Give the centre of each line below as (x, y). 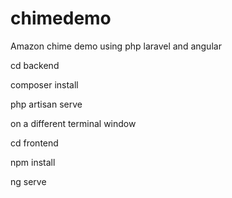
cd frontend (34, 143)
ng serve (28, 181)
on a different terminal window (73, 123)
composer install (44, 84)
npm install (33, 162)
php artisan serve (46, 104)
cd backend (35, 65)
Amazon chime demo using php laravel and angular (116, 46)
